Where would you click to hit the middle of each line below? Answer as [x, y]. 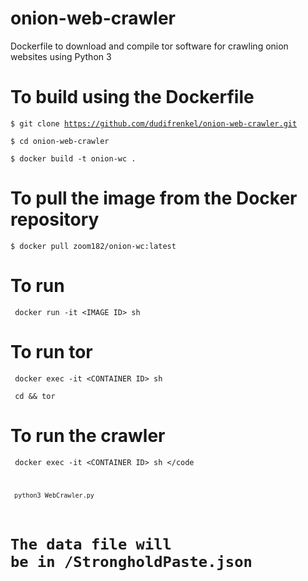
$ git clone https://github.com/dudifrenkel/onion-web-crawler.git [154, 123]
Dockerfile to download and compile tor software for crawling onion [149, 46]
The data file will [91, 544]
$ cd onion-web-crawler [60, 141]
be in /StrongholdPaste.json [131, 561]
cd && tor [35, 396]
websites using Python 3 [61, 56]
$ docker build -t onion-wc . [73, 158]
